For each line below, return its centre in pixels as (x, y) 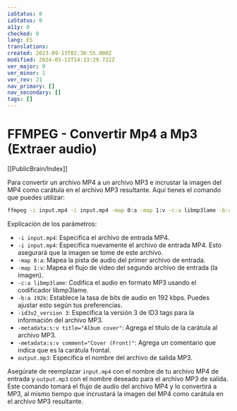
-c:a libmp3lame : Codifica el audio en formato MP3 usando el (107, 282)
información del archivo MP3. (60, 320)
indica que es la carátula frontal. (64, 350)
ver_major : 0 (26, 66)
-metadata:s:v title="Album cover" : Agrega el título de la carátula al (117, 327)
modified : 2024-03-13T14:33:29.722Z (61, 60)
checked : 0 (23, 34)
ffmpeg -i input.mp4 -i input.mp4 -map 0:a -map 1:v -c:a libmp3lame (112, 210)
